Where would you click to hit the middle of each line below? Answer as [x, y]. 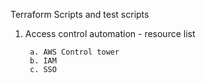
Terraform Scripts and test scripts [80, 14]
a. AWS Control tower [74, 52]
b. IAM [43, 61]
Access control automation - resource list [110, 33]
